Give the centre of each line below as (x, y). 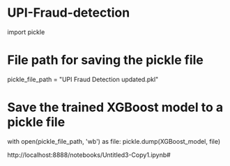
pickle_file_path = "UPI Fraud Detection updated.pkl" (83, 79)
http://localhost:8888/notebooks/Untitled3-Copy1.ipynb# (89, 155)
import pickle (26, 32)
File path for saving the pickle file (105, 60)
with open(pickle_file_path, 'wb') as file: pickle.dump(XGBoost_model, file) (114, 141)
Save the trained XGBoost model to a (115, 107)
